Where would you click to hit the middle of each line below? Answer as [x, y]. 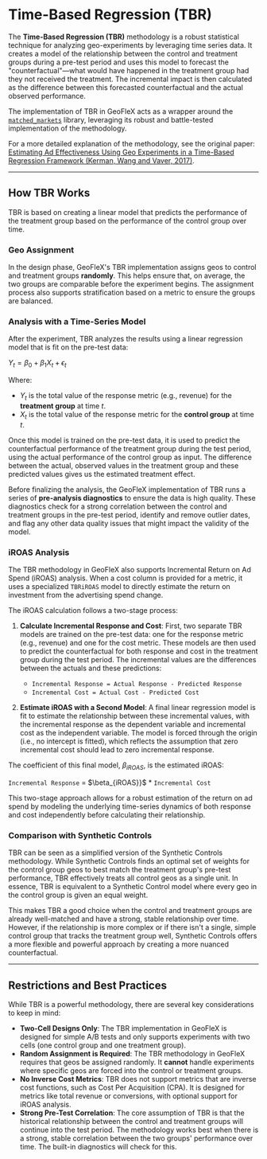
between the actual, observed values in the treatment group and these [124, 465]
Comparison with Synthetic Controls [80, 835]
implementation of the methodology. [68, 128]
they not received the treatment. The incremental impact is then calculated [130, 79]
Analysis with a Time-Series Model [77, 322]
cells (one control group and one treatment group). [103, 1045]
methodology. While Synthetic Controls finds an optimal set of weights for [129, 861]
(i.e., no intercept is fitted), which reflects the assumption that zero [129, 741]
